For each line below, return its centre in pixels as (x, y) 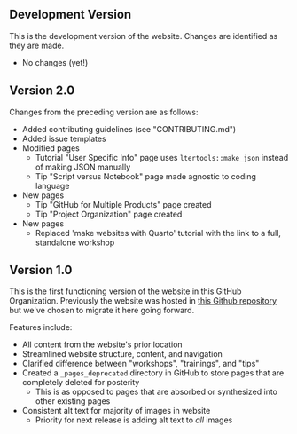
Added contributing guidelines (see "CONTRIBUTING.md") (129, 129)
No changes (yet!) (55, 62)
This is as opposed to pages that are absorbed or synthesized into (156, 392)
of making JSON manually (83, 167)
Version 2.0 (42, 91)
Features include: (41, 327)
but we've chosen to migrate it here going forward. (102, 311)
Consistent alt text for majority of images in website (116, 411)
